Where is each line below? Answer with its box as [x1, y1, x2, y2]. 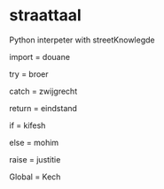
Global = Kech [9, 171, 61, 182]
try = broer [9, 68, 49, 79]
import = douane [9, 51, 71, 62]
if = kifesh [9, 120, 46, 131]
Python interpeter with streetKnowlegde [9, 34, 155, 45]
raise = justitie [9, 154, 61, 164]
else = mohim [9, 137, 59, 147]
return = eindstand [9, 102, 78, 113]
